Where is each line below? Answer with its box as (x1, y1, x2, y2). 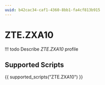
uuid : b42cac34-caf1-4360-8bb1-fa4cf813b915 (5, 7, 100, 13)
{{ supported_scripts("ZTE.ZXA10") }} (5, 74, 83, 80)
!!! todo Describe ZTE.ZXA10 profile (5, 46, 79, 52)
